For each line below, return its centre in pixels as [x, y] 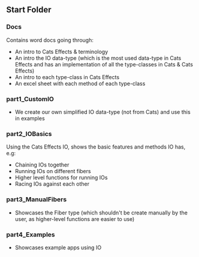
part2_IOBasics [29, 134]
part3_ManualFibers [37, 199]
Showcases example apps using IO [58, 247]
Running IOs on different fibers [53, 171]
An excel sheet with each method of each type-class [80, 83]
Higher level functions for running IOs [61, 178]
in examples [30, 118]
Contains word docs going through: [50, 40]
